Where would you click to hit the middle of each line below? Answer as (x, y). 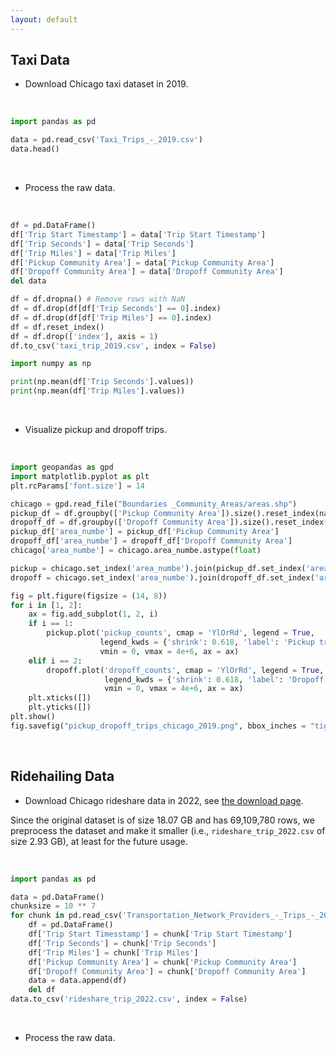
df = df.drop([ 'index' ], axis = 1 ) (84, 336)
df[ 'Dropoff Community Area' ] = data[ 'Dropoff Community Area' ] (147, 272)
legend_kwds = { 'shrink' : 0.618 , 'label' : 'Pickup (207, 642)
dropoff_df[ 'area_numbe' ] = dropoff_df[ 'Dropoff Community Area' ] (151, 541)
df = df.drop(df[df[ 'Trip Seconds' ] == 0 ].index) (116, 309)
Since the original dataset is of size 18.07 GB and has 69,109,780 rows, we (162, 820)
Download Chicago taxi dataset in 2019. (106, 84)
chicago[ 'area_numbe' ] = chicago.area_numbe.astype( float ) (136, 551)
